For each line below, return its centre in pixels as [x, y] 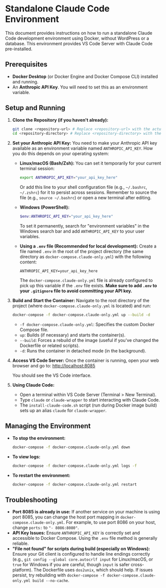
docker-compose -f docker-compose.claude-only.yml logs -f [75, 466]
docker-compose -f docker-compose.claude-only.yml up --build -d [81, 315]
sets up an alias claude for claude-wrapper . [63, 410]
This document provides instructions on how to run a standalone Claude [79, 33]
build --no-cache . [51, 581]
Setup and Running [35, 108]
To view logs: [26, 457]
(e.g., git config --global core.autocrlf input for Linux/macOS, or [83, 559]
